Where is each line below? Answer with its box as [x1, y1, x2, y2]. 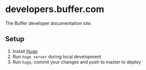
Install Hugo [12, 48, 38, 54]
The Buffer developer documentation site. [5, 20, 92, 26]
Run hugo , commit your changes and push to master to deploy [12, 59, 141, 65]
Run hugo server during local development [12, 53, 102, 59]
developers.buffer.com [5, 4, 105, 15]
